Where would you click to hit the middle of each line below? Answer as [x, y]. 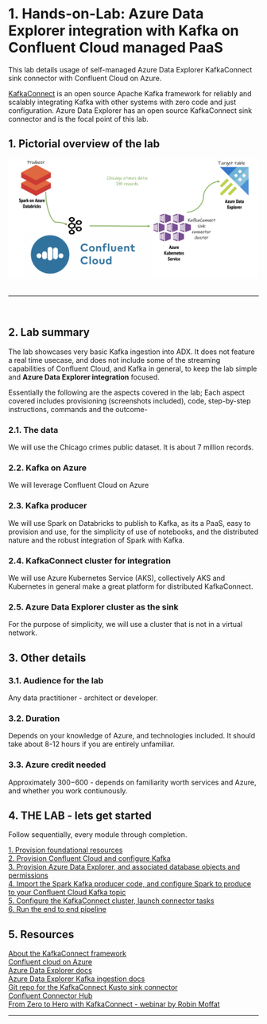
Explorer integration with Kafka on [124, 31]
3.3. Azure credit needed [57, 765]
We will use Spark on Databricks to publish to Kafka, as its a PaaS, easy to [130, 523]
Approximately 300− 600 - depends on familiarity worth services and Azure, [132, 782]
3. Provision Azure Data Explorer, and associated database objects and [124, 867]
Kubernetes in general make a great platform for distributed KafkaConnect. [131, 586]
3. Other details [47, 658]
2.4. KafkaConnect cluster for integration [89, 560]
